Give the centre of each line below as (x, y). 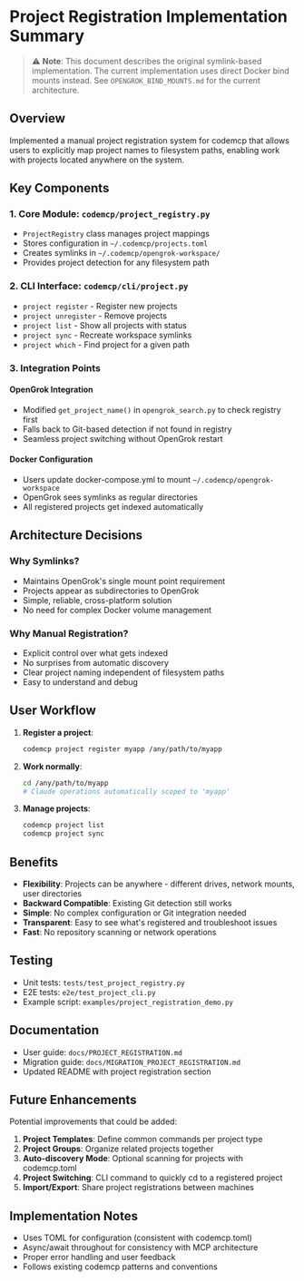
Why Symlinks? (44, 562)
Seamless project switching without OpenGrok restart (123, 438)
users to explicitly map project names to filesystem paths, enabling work (145, 150)
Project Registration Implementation (149, 17)
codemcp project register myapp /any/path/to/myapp (122, 749)
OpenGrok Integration (51, 390)
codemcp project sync (63, 834)
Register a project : (58, 732)
